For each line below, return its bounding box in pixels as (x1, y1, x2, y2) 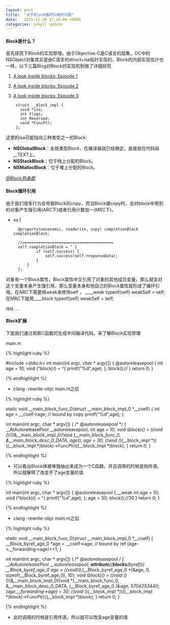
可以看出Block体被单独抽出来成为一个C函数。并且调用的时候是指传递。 (13, 463, 162, 469)
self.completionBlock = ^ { (18, 244, 78, 249)
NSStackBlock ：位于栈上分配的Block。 (13, 158, 96, 164)
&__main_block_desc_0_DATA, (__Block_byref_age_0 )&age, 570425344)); (6, 583, 160, 589)
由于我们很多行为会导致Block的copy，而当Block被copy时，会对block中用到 (6, 200, 164, 206)
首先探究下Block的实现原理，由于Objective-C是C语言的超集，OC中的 (6, 50, 151, 56)
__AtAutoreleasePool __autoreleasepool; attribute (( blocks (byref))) (6, 561, 145, 567)
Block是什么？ (6, 38, 36, 44)
